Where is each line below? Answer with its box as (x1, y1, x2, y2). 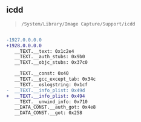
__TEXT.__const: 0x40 (14, 70, 69, 76)
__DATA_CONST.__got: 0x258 (14, 110, 83, 116)
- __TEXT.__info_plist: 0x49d (6, 87, 85, 93)
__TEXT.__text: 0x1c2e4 (14, 48, 74, 54)
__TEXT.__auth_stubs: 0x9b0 (14, 54, 85, 60)
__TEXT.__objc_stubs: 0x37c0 (14, 59, 88, 66)
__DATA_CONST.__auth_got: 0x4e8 (14, 104, 96, 110)
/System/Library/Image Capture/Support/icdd (21, 21, 136, 27)
